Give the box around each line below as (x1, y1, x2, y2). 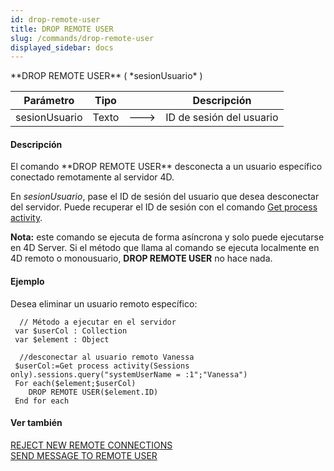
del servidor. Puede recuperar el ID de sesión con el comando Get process (10, 201, 318, 213)
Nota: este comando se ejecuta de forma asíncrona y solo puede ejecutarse (10, 231, 325, 243)
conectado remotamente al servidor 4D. (10, 171, 175, 183)
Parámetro (23, 94, 75, 108)
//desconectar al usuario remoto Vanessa (19, 352, 195, 362)
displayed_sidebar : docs (10, 42, 114, 53)
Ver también (10, 417, 63, 429)
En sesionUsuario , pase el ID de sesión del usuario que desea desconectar (10, 191, 320, 203)
